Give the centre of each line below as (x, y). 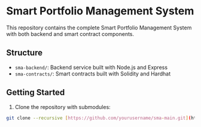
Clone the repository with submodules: (63, 107)
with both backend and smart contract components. (70, 34)
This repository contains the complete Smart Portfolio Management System (99, 28)
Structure (25, 53)
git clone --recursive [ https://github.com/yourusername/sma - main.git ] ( (99, 118)
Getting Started (36, 93)
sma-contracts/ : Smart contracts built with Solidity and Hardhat (93, 74)
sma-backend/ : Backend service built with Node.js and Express (91, 67)
